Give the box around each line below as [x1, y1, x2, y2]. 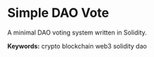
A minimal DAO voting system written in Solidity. [7, 28, 147, 37]
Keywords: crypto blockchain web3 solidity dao [7, 42, 147, 50]
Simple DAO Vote [7, 5, 109, 21]
